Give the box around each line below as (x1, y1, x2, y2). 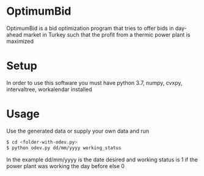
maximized (6, 37, 34, 45)
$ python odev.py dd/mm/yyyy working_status (6, 145, 122, 151)
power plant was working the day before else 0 (6, 162, 125, 169)
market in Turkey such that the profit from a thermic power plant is (23, 31, 191, 38)
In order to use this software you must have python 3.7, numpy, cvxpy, (6, 79, 183, 86)
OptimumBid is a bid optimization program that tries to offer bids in (6, 24, 174, 32)
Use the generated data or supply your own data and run (6, 127, 150, 134)
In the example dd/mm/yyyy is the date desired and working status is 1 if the (6, 156, 199, 163)
